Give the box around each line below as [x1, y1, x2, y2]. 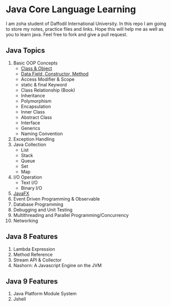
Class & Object [20, 65, 53, 71]
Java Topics [6, 46, 45, 55]
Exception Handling [13, 136, 55, 142]
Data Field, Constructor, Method [20, 71, 89, 77]
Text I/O [20, 179, 38, 185]
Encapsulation [20, 103, 51, 110]
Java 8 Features [6, 232, 58, 241]
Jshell [13, 296, 26, 302]
